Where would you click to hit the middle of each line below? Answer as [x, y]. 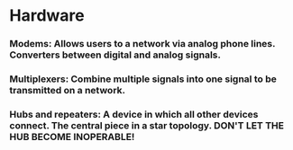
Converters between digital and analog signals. [115, 55]
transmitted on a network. [68, 91]
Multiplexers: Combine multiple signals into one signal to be [143, 79]
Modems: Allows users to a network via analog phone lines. [142, 44]
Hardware [47, 16]
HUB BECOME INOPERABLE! [72, 137]
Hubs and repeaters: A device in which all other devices [134, 114]
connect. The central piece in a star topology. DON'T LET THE [146, 125]
